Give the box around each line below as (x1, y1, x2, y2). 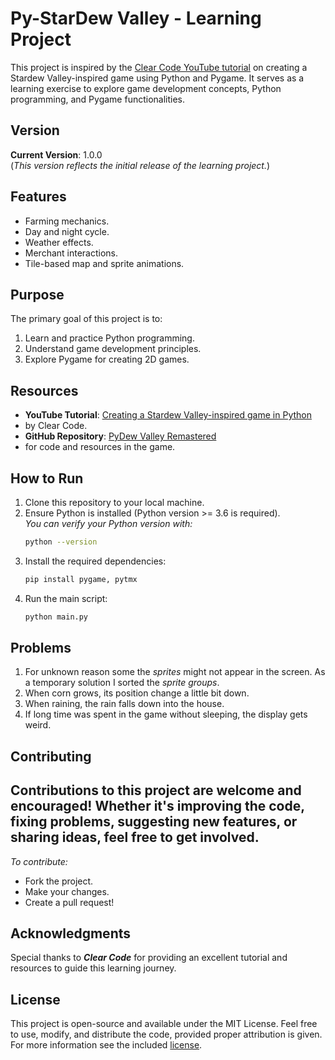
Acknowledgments (10, 925, 132, 942)
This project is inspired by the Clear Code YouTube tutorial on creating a (10, 61, 308, 73)
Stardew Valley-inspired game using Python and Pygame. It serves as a (10, 72, 305, 84)
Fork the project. (24, 875, 94, 887)
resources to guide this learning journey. (10, 962, 177, 974)
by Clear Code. (24, 420, 88, 432)
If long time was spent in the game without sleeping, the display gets (24, 708, 308, 721)
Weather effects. (24, 236, 94, 248)
